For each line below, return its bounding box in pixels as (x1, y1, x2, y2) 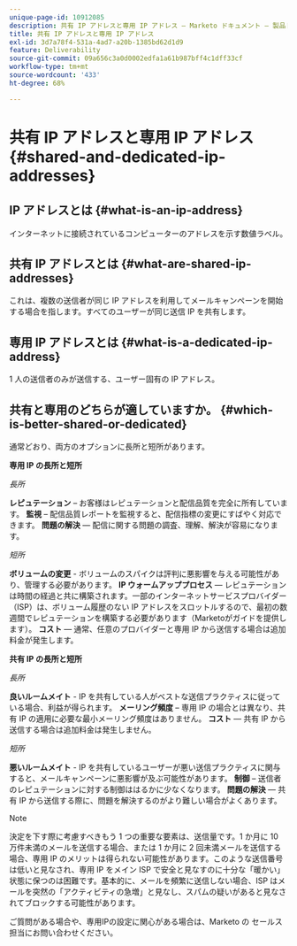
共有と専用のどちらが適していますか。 (9, 402, 218, 417)
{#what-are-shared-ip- (120, 257, 252, 272)
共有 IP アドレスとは (9, 257, 119, 272)
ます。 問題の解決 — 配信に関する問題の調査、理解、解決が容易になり (16, 519, 271, 531)
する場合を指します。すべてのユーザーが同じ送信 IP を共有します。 (9, 306, 250, 317)
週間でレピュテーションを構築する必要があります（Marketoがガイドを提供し (9, 612, 287, 624)
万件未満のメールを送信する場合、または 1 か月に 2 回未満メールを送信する (9, 842, 281, 853)
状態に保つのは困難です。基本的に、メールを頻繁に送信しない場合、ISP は (9, 875, 278, 886)
